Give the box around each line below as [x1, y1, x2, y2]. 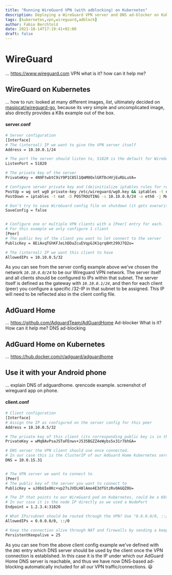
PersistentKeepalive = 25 [5, 532, 60, 538]
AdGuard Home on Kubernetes [5, 340, 105, 348]
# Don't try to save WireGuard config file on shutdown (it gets [5, 203, 147, 208]
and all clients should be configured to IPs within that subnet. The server [5, 275, 158, 281]
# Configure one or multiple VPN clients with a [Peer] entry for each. [5, 221, 164, 227]
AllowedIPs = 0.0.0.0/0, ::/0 [5, 518, 70, 523]
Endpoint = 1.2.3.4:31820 [5, 504, 60, 510]
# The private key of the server [5, 170, 77, 176]
